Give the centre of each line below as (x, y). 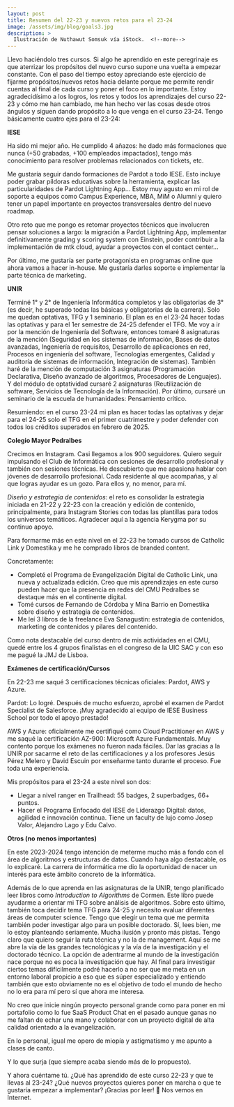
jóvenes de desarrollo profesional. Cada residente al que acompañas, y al (112, 476)
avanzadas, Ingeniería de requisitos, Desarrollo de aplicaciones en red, (109, 347)
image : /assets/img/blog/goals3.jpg (60, 27)
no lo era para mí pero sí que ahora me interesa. (76, 992)
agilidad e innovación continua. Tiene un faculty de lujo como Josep (115, 818)
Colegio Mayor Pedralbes (45, 441)
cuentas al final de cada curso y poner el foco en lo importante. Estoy (107, 89)
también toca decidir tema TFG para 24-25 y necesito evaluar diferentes (111, 910)
